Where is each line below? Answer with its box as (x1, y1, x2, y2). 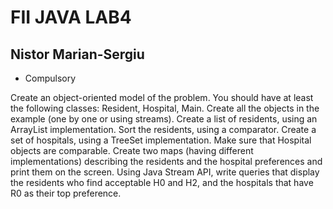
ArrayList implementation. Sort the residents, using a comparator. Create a (10, 124, 317, 135)
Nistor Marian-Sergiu (10, 46, 145, 63)
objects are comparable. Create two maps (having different (10, 145, 254, 156)
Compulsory (24, 72, 77, 84)
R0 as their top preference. (10, 187, 122, 199)
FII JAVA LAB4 (10, 6, 132, 29)
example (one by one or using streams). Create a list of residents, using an (10, 113, 318, 125)
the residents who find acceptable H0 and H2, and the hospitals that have (10, 177, 314, 188)
